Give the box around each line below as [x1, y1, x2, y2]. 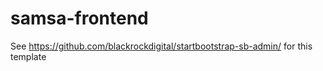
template [10, 50, 47, 62]
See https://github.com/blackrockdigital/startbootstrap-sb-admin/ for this [10, 40, 313, 52]
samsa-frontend [10, 7, 149, 30]
